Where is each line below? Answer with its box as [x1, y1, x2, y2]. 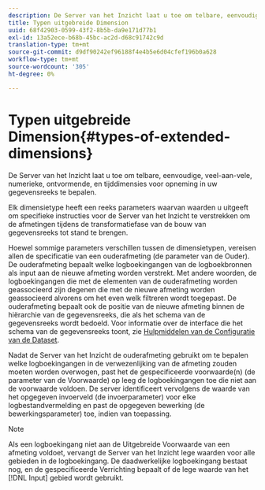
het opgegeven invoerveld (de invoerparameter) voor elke [8, 392, 196, 402]
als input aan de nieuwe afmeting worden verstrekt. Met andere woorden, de [8, 268, 257, 277]
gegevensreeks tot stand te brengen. [8, 228, 129, 237]
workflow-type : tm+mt [8, 56, 80, 64]
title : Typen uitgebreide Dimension [8, 19, 129, 27]
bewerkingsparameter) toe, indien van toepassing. [8, 409, 172, 418]
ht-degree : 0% [8, 70, 55, 78]
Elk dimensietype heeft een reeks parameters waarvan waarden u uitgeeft [8, 202, 248, 212]
